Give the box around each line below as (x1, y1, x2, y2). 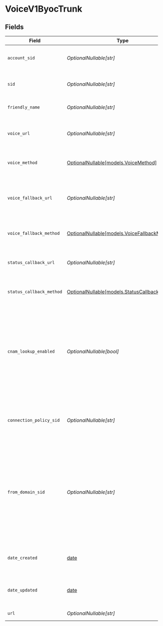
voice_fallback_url (7, 195, 52, 201)
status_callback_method (7, 289, 63, 294)
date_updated (7, 588, 38, 593)
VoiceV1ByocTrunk (5, 3, 82, 15)
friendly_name (7, 105, 40, 110)
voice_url (7, 131, 30, 136)
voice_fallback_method (7, 230, 60, 236)
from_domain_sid (7, 490, 45, 495)
